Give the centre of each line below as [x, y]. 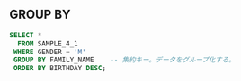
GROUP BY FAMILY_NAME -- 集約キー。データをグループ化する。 [124, 60]
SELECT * [26, 35]
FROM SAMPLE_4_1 [48, 44]
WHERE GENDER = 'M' [50, 52]
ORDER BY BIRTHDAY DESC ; [59, 69]
